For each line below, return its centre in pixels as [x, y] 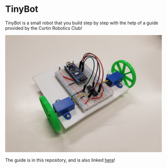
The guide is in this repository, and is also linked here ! [60, 160]
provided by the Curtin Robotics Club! [44, 28]
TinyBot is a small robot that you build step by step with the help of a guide [82, 23]
